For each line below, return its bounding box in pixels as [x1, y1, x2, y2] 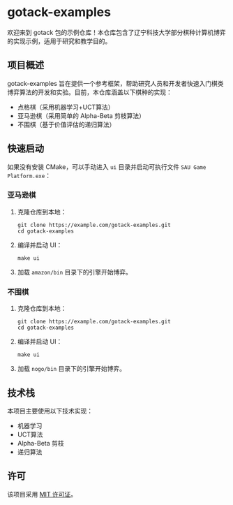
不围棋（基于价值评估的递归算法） [17, 120, 116, 129]
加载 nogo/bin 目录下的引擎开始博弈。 [17, 365, 126, 373]
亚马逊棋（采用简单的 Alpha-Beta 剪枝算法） [17, 111, 145, 119]
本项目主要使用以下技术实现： [7, 407, 93, 415]
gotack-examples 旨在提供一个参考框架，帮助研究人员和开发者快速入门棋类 [7, 79, 225, 87]
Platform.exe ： [7, 171, 51, 180]
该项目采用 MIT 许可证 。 [7, 490, 77, 498]
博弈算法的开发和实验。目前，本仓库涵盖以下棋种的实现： [7, 88, 172, 96]
